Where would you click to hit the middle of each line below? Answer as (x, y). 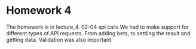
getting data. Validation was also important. (59, 39)
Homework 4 (39, 10)
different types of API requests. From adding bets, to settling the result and (98, 33)
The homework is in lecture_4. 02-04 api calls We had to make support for (98, 27)
